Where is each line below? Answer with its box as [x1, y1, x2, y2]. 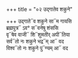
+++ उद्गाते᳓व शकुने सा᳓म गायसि [6, 18, 72, 25]
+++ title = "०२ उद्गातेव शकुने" [6, 6, 73, 13]
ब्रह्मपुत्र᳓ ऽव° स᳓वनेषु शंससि [6, 25, 58, 31]
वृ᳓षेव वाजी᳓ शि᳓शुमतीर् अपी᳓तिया [6, 31, 70, 38]
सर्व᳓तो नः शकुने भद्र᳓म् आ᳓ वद [6, 38, 64, 45]
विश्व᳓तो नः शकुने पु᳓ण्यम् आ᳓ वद [6, 45, 68, 51]
